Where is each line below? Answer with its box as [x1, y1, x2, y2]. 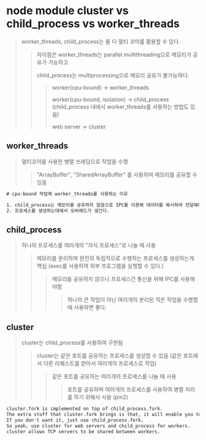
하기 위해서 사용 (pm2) [74, 393, 129, 401]
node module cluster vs [6, 4, 129, 18]
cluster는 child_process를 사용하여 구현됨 [21, 339, 123, 346]
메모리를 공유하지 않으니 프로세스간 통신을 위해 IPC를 [51, 276, 179, 283]
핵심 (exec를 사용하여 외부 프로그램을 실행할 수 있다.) [36, 262, 164, 270]
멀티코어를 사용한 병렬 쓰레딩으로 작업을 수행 [21, 158, 129, 165]
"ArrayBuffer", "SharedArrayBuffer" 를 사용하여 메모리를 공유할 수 [36, 171, 197, 178]
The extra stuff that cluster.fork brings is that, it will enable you [6, 411, 193, 417]
